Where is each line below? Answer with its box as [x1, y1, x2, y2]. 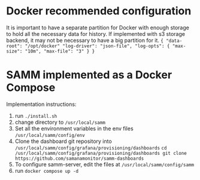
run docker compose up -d [14, 167, 79, 174]
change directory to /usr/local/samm [14, 118, 106, 126]
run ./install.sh [14, 112, 57, 119]
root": [6, 43, 23, 49]
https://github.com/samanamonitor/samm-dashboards [14, 155, 144, 161]
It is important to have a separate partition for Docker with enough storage [6, 24, 190, 31]
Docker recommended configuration [6, 4, 192, 18]
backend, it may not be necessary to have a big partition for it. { [6, 36, 163, 44]
